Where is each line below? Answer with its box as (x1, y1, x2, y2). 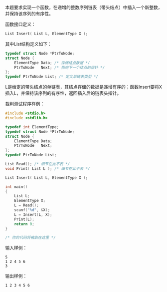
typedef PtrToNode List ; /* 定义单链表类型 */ (5, 74, 99, 79)
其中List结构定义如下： (5, 41, 52, 47)
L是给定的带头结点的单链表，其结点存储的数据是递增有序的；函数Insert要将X (5, 84, 163, 90)
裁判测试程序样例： (5, 101, 45, 107)
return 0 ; (14, 221, 35, 226)
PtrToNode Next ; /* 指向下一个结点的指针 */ (14, 65, 105, 70)
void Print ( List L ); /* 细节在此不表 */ (5, 166, 90, 171)
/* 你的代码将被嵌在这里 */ (5, 235, 56, 240)
